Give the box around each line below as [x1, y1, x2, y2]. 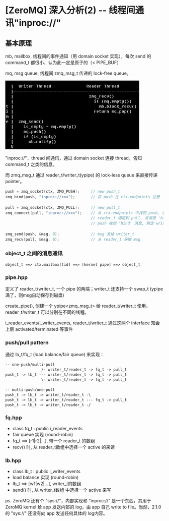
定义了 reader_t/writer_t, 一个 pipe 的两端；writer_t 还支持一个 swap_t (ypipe [5, 286, 163, 292]
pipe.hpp [5, 273, 28, 280]
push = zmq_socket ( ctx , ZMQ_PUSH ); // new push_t [5, 189, 121, 194]
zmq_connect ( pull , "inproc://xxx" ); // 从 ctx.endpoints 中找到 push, [5, 210, 160, 215]
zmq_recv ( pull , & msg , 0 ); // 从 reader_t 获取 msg [5, 237, 141, 242]
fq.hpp [5, 414, 22, 421]
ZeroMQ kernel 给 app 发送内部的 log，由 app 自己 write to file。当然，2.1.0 [5, 504, 161, 510]
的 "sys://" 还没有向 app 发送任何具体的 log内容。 [5, 510, 108, 516]
